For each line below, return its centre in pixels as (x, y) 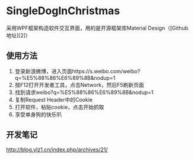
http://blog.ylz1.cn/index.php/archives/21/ (57, 150)
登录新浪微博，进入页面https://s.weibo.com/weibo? (77, 71)
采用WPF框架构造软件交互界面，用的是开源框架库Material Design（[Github (97, 28)
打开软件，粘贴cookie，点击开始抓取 (59, 107)
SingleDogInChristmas (63, 11)
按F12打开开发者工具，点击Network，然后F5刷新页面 (79, 85)
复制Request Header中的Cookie (54, 99)
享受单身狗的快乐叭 (38, 114)
